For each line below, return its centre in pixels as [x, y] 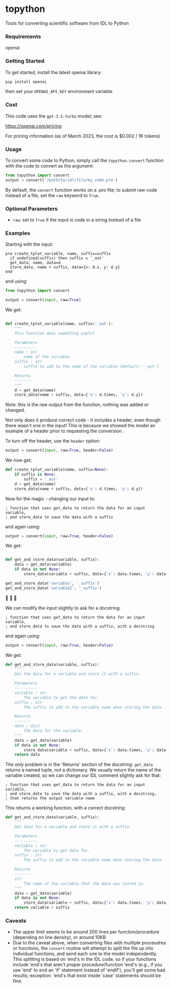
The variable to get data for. [57, 850]
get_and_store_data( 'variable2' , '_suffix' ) [54, 588]
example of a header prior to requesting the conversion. [64, 431]
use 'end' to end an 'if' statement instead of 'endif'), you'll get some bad [89, 970]
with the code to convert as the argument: [49, 166]
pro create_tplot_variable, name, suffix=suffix [58, 254]
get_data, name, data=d [35, 263]
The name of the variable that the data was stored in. [84, 884]
